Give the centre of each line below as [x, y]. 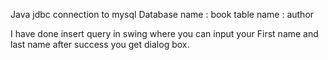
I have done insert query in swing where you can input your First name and [164, 33]
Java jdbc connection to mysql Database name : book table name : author [162, 14]
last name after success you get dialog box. [100, 44]
